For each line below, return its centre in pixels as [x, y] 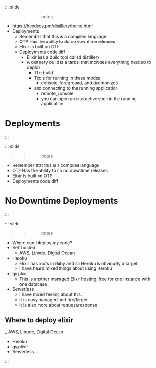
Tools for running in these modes [67, 78]
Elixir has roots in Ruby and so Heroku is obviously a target [78, 263]
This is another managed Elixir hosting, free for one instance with [85, 279]
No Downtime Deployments [62, 201]
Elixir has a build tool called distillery [63, 57]
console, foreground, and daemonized [80, 83]
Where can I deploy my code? [42, 242]
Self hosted [24, 247]
